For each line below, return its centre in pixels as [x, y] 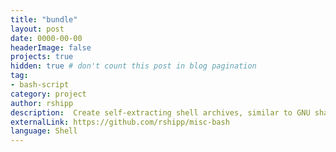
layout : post [37, 29]
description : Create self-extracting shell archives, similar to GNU [160, 112]
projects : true [42, 57]
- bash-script [40, 85]
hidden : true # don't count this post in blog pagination [133, 66]
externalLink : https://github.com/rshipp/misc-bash [120, 122]
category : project [48, 94]
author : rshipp [42, 103]
